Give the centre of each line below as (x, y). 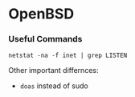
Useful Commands (45, 39)
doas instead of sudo (54, 86)
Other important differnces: (53, 71)
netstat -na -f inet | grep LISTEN (68, 56)
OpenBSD (41, 14)
